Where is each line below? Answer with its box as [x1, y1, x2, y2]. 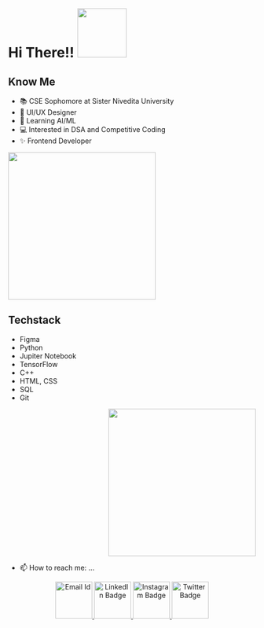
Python [19, 343, 43, 352]
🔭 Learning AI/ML [19, 116, 76, 125]
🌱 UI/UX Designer [19, 108, 77, 117]
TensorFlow [19, 359, 58, 369]
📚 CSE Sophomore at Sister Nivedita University [19, 97, 174, 105]
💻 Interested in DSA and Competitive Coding [19, 125, 167, 134]
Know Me [8, 75, 56, 88]
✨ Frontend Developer [19, 136, 92, 145]
